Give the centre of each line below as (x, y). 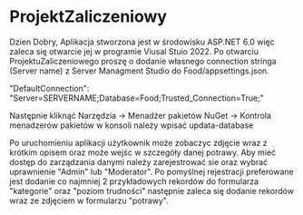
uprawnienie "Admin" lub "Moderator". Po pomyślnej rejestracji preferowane (151, 171)
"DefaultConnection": (49, 88)
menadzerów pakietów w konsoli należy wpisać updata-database (132, 125)
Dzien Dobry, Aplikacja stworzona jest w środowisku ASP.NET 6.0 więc (142, 42)
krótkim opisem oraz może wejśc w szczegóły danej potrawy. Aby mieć (143, 152)
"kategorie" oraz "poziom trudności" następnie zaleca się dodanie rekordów (152, 191)
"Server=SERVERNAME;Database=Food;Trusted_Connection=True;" (137, 98)
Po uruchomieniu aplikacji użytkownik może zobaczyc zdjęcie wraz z (138, 142)
